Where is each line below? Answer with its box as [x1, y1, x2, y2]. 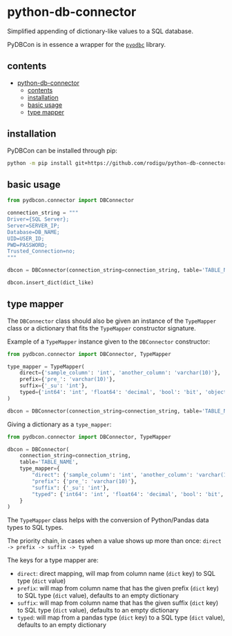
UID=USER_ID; [7, 235, 45, 242]
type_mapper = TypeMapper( [7, 363, 85, 370]
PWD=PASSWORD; [7, 241, 48, 248]
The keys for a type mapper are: [7, 556, 99, 564]
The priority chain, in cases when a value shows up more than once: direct [7, 537, 222, 545]
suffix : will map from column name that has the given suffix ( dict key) [17, 599, 219, 607]
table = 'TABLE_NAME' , [19, 459, 79, 466]
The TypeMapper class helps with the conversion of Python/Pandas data [7, 516, 209, 524]
